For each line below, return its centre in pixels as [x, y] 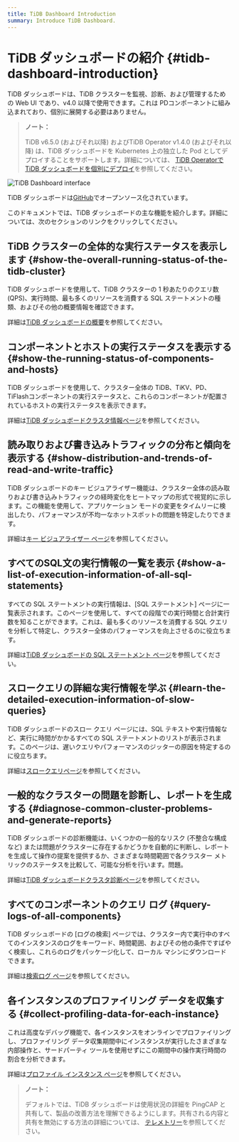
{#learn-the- [197, 688]
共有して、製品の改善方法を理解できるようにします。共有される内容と [127, 1113]
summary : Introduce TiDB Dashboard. [62, 21]
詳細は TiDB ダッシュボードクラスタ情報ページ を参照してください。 [106, 421]
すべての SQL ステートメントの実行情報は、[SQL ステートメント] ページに [116, 604]
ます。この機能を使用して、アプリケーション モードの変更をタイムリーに [113, 505]
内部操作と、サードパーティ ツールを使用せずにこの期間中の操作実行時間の [117, 1050]
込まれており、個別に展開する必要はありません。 [79, 112]
